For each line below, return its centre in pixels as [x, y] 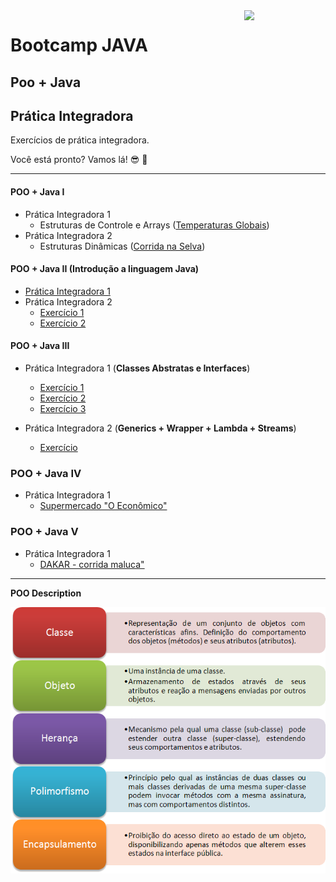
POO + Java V [44, 532]
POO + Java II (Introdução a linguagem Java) [105, 269]
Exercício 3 [63, 408]
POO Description [46, 593]
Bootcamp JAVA [79, 45]
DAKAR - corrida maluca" [92, 564]
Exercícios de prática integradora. [80, 140]
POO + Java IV [46, 473]
